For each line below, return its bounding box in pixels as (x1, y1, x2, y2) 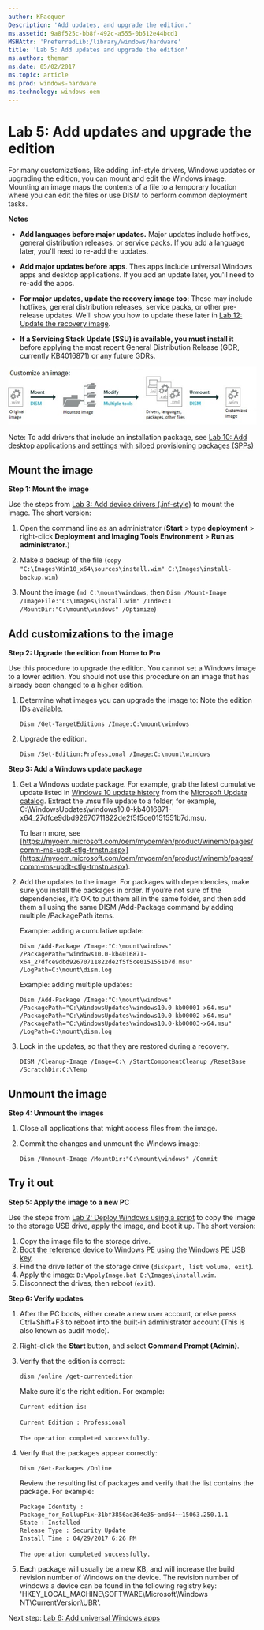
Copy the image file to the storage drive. (19, 1236, 151, 1245)
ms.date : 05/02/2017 (8, 63, 76, 71)
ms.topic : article (8, 71, 69, 79)
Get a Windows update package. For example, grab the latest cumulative (19, 779, 256, 789)
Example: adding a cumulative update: (19, 926, 144, 936)
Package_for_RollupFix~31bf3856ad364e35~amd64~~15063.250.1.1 (19, 1511, 229, 1519)
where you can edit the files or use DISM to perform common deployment (8, 190, 247, 201)
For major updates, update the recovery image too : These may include (19, 294, 253, 303)
